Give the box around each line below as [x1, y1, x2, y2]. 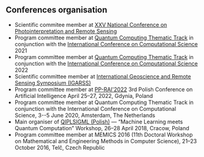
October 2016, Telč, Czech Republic [14, 144, 105, 151]
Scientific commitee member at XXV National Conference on [14, 21, 167, 28]
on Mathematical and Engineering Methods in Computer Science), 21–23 [14, 137, 197, 145]
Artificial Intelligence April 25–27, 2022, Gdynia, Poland [14, 92, 153, 99]
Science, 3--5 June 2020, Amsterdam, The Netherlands [14, 111, 156, 119]
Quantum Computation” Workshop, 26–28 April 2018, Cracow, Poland [14, 124, 190, 131]
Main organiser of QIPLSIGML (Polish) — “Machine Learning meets [14, 118, 183, 125]
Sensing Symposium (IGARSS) [14, 79, 91, 86]
